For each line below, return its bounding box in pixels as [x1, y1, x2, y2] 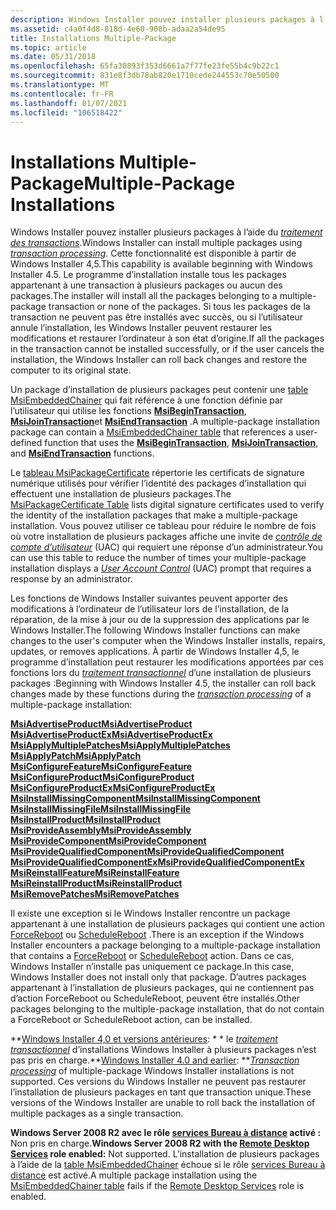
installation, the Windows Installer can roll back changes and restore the [10, 354, 308, 366]
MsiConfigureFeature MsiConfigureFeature [10, 761, 193, 773]
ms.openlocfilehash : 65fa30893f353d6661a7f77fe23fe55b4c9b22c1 [10, 61, 280, 71]
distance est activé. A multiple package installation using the [10, 1169, 258, 1181]
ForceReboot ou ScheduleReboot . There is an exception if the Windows [10, 929, 305, 941]
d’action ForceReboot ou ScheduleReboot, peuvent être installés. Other [10, 992, 301, 1005]
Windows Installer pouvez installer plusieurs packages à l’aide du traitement [10, 226, 323, 238]
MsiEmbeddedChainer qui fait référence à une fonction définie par [10, 394, 284, 406]
